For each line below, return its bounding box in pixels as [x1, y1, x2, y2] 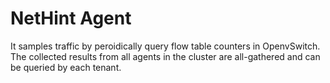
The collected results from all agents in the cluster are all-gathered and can [10, 50, 321, 62]
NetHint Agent [10, 7, 132, 30]
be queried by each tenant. [10, 61, 122, 73]
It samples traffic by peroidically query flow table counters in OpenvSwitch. [10, 40, 321, 52]
